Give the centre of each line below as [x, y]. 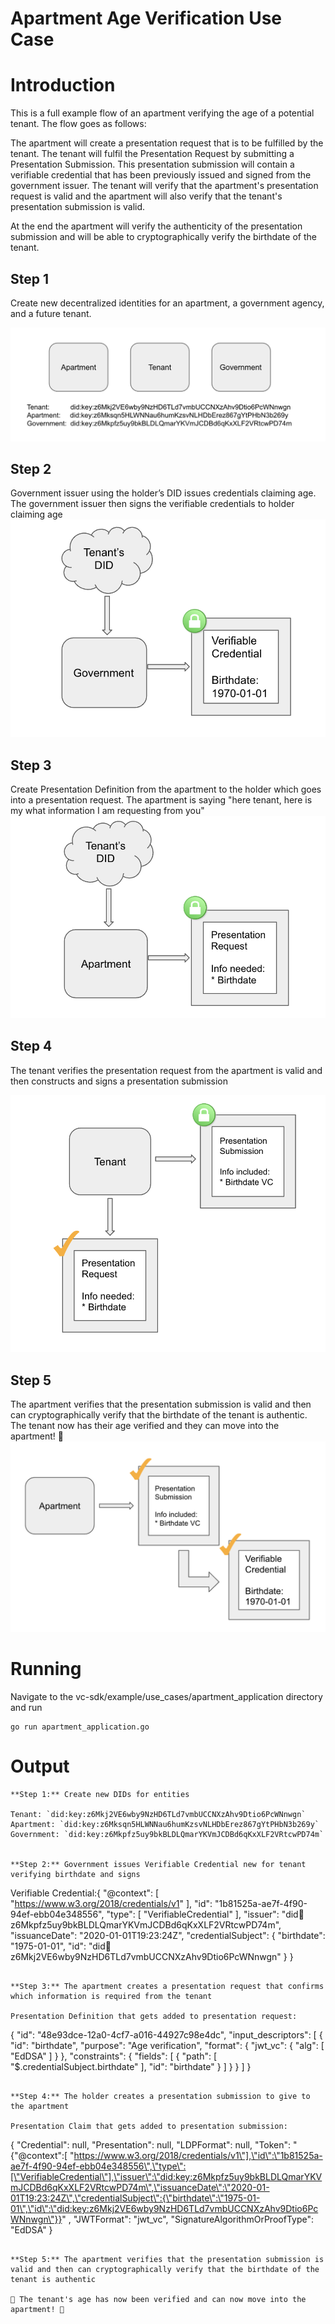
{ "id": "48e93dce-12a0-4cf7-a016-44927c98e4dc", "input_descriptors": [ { [166, 2035]
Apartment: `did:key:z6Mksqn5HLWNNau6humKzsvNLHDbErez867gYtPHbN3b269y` [165, 1825]
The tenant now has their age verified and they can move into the [145, 1426]
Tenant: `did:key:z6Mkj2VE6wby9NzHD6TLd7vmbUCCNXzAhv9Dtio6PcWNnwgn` [158, 1815]
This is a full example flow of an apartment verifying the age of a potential [162, 113]
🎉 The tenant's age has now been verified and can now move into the [158, 2300]
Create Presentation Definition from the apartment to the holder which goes [166, 789]
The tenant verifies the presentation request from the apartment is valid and [166, 1070]
